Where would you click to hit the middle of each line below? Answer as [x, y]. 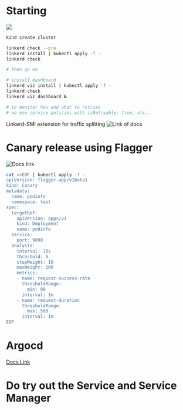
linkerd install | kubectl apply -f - [53, 53]
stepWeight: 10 [35, 262]
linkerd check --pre [31, 48]
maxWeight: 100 [35, 268]
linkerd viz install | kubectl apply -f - [59, 86]
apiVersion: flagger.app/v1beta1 [47, 180]
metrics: [27, 273]
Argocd [25, 346]
